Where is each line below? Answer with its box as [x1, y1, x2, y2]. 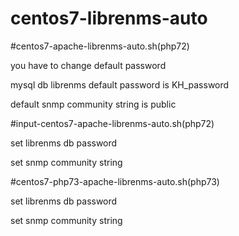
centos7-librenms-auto [10, 7, 208, 30]
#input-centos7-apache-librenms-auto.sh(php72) [10, 117, 215, 129]
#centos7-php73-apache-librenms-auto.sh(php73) [10, 175, 220, 187]
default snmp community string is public [10, 98, 177, 110]
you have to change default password [10, 59, 167, 71]
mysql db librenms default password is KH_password [10, 78, 230, 91]
